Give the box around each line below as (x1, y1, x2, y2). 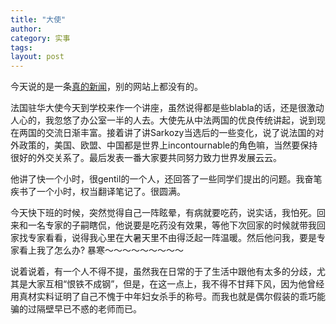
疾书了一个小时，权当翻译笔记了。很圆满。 (10, 186, 186, 198)
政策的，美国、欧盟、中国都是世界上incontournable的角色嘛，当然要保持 (18, 139, 318, 151)
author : (10, 24, 43, 34)
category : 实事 (10, 33, 71, 43)
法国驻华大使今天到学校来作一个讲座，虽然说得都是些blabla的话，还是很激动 (10, 102, 325, 114)
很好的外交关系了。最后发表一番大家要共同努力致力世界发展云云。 (10, 152, 282, 164)
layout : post (10, 52, 65, 62)
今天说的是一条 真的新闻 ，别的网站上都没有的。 (10, 81, 203, 93)
